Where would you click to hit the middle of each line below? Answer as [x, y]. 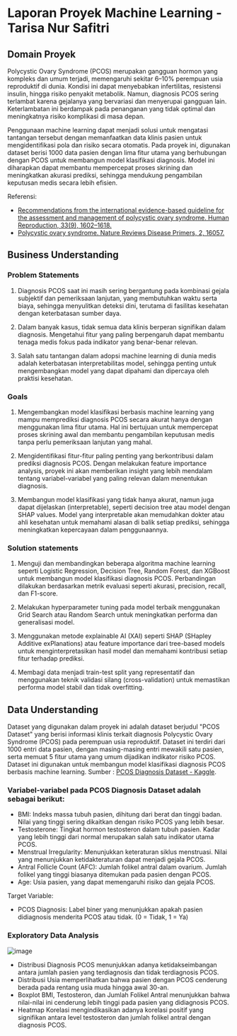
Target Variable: [30, 896]
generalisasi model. [46, 622]
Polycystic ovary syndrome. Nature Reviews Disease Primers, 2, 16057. [121, 233]
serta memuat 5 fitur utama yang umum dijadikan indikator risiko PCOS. [111, 757]
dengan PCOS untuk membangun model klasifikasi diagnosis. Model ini [111, 160]
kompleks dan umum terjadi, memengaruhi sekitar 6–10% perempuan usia [115, 79]
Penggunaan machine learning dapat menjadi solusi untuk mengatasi [108, 130]
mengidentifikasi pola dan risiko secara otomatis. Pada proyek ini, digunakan [119, 145]
